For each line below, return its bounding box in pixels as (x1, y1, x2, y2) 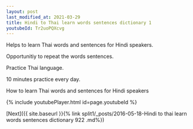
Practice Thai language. (6, 64, 64, 72)
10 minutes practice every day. (6, 76, 81, 83)
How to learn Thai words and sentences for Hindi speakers (6, 87, 149, 95)
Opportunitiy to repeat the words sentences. (6, 53, 114, 60)
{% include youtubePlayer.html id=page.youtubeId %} (6, 99, 138, 106)
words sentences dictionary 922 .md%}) (6, 117, 104, 124)
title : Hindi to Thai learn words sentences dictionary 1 (6, 20, 152, 25)
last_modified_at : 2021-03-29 (6, 14, 81, 20)
